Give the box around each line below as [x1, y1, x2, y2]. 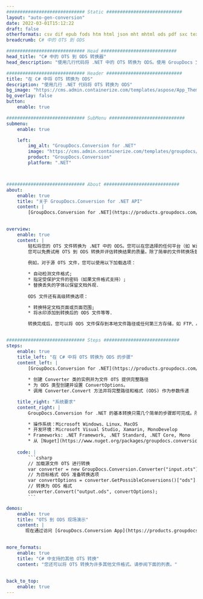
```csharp [28, 455, 53, 461]
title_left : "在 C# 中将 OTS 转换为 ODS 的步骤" [17, 354, 134, 360]
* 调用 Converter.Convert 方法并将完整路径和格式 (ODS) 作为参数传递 [28, 388, 189, 394]
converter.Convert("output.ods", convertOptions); [28, 489, 158, 495]
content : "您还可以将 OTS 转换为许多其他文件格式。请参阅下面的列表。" [17, 561, 178, 567]
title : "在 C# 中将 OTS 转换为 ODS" [6, 76, 93, 82]
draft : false [6, 25, 39, 32]
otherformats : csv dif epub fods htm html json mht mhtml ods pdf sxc [6, 32, 188, 38]
